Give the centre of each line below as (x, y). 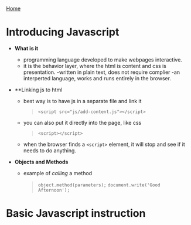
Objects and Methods (41, 162)
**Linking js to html (38, 90)
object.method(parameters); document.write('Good (99, 185)
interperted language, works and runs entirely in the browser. (97, 78)
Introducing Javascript (63, 32)
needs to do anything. (50, 150)
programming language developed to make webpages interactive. (103, 59)
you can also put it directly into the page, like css (82, 122)
